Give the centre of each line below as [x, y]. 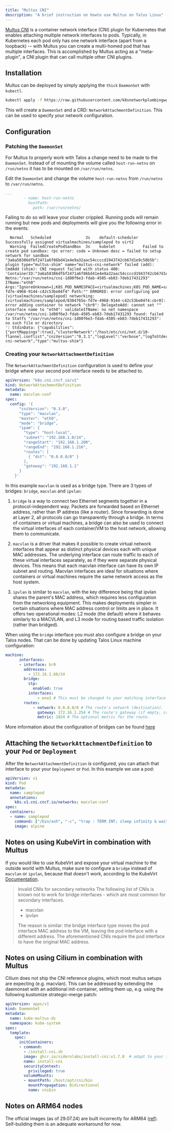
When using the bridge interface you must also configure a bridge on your [84, 635]
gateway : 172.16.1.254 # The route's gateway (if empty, [99, 713]
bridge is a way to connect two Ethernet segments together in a [80, 501]
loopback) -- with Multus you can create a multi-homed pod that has [78, 46]
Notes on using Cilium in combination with [74, 957]
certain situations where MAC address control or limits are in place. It [85, 608]
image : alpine [29, 826]
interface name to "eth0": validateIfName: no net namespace [72, 310]
